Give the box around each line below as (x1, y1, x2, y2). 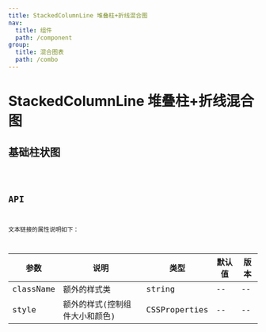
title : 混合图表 (15, 48, 65, 56)
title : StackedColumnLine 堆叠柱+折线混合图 (8, 11, 148, 20)
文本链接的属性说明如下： (8, 225, 79, 233)
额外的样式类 (63, 285, 111, 295)
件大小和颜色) (63, 311, 116, 322)
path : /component (15, 33, 73, 42)
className (12, 284, 55, 294)
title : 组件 (15, 26, 53, 34)
